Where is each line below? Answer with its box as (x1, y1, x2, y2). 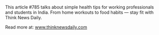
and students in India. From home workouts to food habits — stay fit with (5, 9, 154, 15)
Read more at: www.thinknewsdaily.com (5, 24, 87, 30)
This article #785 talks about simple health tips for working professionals (5, 4, 154, 10)
